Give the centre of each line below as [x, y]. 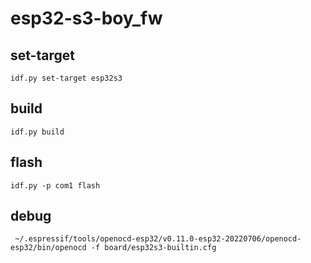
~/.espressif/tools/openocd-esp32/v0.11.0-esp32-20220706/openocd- [158, 239]
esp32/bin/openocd [48, 248]
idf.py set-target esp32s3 [66, 78]
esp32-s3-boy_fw [86, 18]
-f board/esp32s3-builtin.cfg [153, 248]
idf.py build [37, 132]
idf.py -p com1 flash [55, 185]
